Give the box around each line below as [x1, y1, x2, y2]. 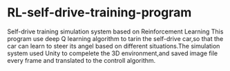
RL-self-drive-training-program [7, 5, 192, 20]
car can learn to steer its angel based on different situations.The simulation [7, 42, 220, 50]
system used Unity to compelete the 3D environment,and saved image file [7, 49, 218, 57]
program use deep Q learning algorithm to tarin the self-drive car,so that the [7, 34, 224, 42]
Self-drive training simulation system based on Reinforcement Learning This [7, 27, 224, 35]
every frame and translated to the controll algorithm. [7, 56, 156, 64]
